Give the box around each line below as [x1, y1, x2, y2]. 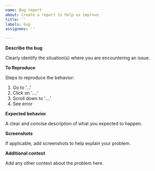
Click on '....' [12, 90, 39, 96]
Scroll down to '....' [12, 95, 52, 102]
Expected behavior [5, 111, 46, 117]
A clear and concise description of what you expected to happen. [5, 120, 142, 127]
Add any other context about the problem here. [5, 160, 104, 166]
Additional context [5, 150, 46, 156]
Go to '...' [12, 85, 32, 91]
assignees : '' [5, 27, 36, 32]
